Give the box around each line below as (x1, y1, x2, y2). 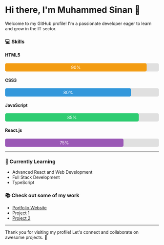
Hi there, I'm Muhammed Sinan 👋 (5, 4, 141, 16)
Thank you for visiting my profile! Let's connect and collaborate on (5, 229, 139, 235)
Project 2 (12, 215, 31, 221)
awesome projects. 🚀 (5, 234, 47, 241)
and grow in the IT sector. (5, 25, 57, 31)
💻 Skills (5, 38, 25, 45)
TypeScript (12, 179, 35, 185)
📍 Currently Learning (5, 158, 56, 165)
